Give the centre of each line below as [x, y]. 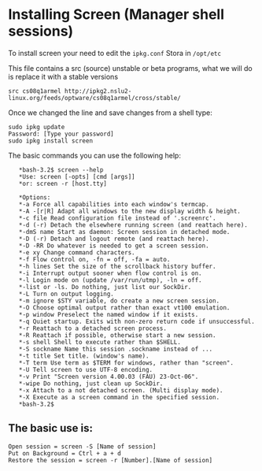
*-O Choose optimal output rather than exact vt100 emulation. [124, 308]
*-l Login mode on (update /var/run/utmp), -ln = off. [110, 280]
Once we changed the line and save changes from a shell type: [110, 113]
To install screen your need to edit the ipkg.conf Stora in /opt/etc [115, 53]
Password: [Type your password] [61, 134]
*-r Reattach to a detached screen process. [93, 328]
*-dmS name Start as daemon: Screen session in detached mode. [124, 232]
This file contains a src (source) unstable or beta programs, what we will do [131, 68]
